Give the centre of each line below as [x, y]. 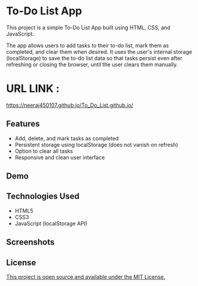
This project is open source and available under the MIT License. [86, 277]
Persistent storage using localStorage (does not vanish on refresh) [96, 144]
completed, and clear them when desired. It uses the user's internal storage [99, 51]
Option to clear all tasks [44, 151]
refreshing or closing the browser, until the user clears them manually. [92, 64]
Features [23, 124]
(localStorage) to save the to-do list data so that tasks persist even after [94, 58]
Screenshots [30, 242]
